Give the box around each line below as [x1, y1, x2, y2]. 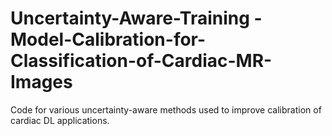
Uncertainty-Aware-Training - [10, 7, 263, 30]
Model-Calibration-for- [10, 28, 207, 51]
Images [10, 71, 73, 94]
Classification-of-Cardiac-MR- [10, 50, 273, 72]
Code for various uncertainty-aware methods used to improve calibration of [10, 103, 322, 116]
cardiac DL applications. [10, 114, 110, 126]
